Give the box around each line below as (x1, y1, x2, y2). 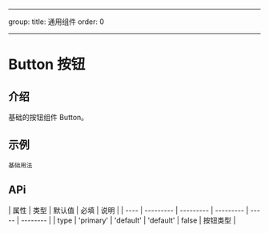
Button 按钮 (8, 55, 86, 74)
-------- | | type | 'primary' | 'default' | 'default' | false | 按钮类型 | (21, 215, 236, 225)
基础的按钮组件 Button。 (8, 113, 89, 122)
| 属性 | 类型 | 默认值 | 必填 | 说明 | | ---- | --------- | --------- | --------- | (8, 205, 249, 215)
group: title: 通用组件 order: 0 (8, 17, 105, 26)
